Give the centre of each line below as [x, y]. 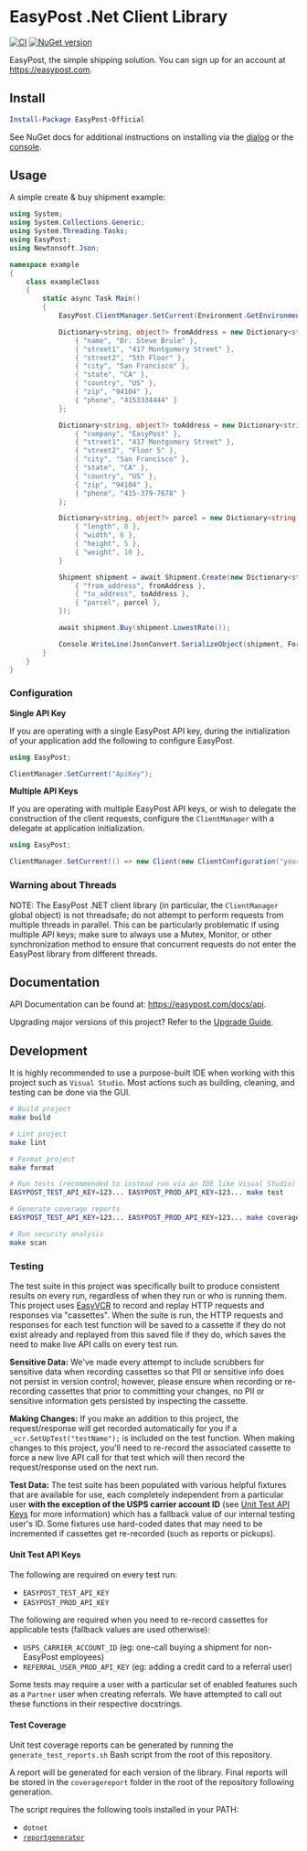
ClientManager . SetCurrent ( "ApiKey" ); [81, 774]
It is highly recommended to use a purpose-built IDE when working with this [152, 1073]
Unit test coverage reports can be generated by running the [122, 1745]
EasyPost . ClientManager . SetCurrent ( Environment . [153, 316]
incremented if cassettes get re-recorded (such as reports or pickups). [143, 1533]
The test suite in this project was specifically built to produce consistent [145, 1286]
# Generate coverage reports [65, 1209]
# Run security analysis [57, 1234]
